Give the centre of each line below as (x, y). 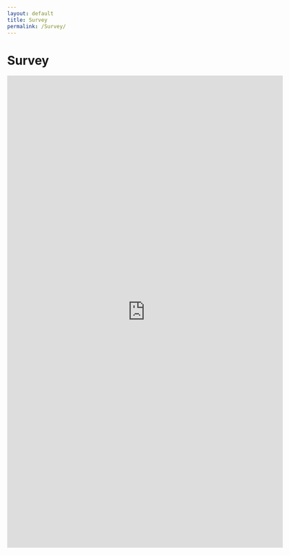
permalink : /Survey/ (37, 26)
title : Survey (28, 20)
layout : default (30, 13)
